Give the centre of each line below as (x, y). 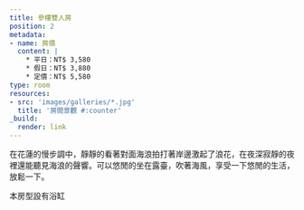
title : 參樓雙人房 (41, 18)
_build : (24, 119)
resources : (30, 93)
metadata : (28, 34)
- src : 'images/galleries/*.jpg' (72, 102)
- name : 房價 (33, 43)
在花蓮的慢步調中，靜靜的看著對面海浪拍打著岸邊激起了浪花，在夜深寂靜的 (148, 154)
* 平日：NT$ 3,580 (58, 60)
